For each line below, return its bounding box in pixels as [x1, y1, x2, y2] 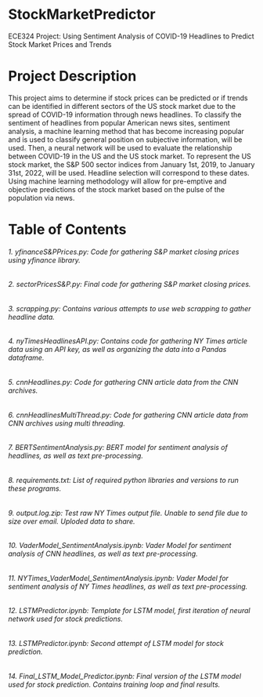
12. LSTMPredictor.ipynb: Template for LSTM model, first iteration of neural [8, 606, 250, 615]
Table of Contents [8, 221, 127, 238]
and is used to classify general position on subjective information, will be [8, 135, 243, 144]
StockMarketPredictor [8, 5, 156, 24]
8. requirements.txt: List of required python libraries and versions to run [8, 475, 239, 485]
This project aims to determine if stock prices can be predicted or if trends [8, 93, 248, 103]
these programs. [8, 484, 62, 493]
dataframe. [8, 353, 45, 362]
